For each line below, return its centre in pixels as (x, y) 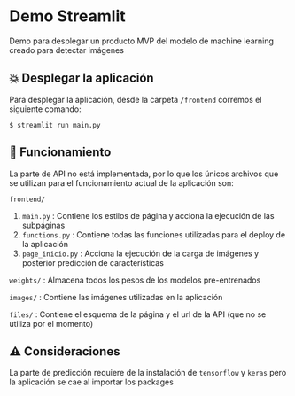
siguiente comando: (45, 109)
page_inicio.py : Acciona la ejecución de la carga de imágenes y (140, 253)
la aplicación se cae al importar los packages (92, 382)
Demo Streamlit (67, 16)
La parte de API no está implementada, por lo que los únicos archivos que (144, 174)
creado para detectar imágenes (66, 50)
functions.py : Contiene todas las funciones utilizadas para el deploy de (154, 234)
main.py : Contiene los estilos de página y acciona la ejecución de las (148, 215)
